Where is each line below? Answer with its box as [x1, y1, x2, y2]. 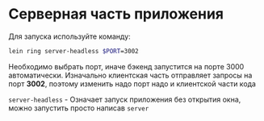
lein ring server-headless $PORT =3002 [8, 47, 139, 55]
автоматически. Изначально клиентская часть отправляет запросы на [8, 70, 253, 80]
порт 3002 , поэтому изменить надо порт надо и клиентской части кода [8, 78, 257, 89]
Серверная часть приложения [8, 5, 224, 23]
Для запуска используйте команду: [8, 31, 131, 41]
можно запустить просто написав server [8, 102, 149, 113]
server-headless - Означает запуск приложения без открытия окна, [8, 94, 241, 104]
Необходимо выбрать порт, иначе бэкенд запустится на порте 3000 [8, 61, 245, 71]
